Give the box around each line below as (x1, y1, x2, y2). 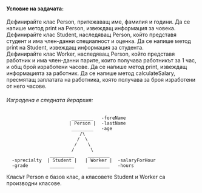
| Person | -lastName (69, 120, 126, 126)
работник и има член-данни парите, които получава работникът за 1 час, (6, 57, 197, 64)
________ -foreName (71, 115, 126, 121)
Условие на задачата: (6, 5, 64, 12)
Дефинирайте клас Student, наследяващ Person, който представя (6, 31, 177, 39)
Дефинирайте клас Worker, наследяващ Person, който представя (6, 50, 175, 57)
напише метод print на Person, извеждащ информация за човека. (6, 25, 176, 32)
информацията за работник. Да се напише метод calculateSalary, (6, 70, 176, 77)
